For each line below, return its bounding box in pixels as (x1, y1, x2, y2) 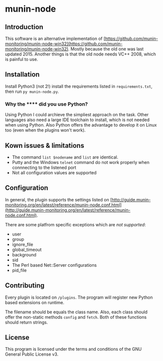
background (12, 252, 36, 257)
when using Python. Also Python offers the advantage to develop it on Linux (5, 122, 157, 128)
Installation (5, 71, 40, 79)
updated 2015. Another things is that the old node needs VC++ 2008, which (5, 51, 156, 57)
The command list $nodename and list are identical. (12, 154, 118, 160)
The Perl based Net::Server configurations (12, 262, 97, 268)
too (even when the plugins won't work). (5, 127, 86, 133)
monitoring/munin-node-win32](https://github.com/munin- (5, 41, 123, 47)
